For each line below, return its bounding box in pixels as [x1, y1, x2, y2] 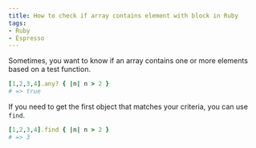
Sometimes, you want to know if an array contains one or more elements [8, 56, 249, 66]
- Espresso [8, 34, 45, 42]
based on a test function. [8, 65, 91, 74]
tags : [8, 19, 26, 27]
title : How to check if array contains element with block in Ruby [8, 11, 239, 20]
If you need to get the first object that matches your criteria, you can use [8, 102, 249, 111]
